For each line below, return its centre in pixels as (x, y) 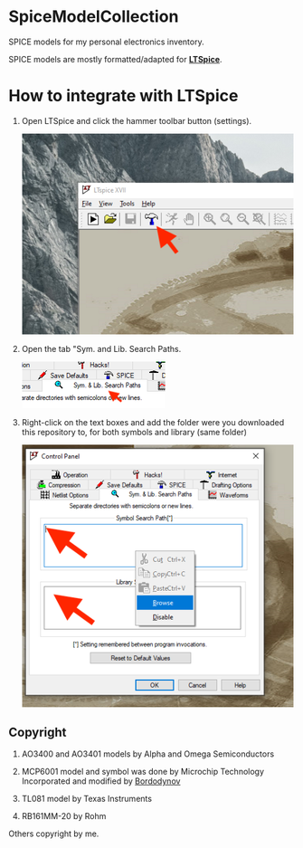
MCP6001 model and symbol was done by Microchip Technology (142, 772)
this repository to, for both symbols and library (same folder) (134, 433)
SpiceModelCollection (94, 17)
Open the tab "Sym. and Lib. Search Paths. (101, 349)
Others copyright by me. (54, 834)
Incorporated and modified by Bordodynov (101, 781)
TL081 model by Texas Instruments (87, 799)
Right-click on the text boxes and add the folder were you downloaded (153, 423)
